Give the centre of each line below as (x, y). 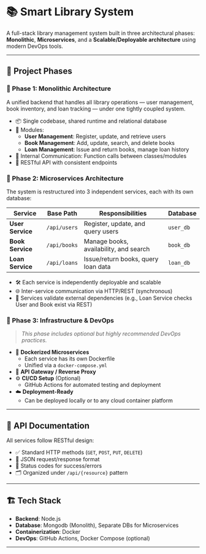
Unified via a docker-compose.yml (66, 365)
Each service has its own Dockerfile (70, 359)
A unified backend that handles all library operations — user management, (100, 102)
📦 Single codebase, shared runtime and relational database (91, 121)
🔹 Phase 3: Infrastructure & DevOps (60, 320)
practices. (34, 340)
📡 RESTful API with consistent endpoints (66, 162)
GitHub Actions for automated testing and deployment (93, 385)
